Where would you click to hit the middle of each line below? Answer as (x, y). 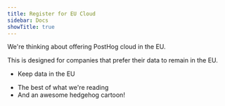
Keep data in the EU (46, 74)
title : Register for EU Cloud (52, 14)
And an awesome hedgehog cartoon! (71, 95)
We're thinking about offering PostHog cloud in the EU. (87, 47)
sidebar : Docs (28, 20)
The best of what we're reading (63, 88)
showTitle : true (31, 27)
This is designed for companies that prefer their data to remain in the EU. (112, 60)
